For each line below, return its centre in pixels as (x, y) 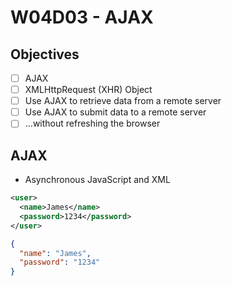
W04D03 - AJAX (82, 17)
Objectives (45, 54)
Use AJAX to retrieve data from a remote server (123, 101)
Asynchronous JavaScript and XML (97, 180)
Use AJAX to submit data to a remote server (115, 112)
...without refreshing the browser (92, 123)
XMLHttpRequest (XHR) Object (88, 90)
